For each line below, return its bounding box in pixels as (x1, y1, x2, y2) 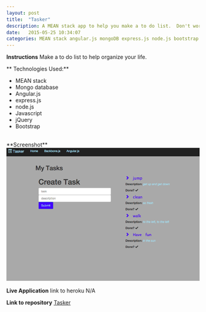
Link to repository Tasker (6, 299, 71, 306)
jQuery (15, 116, 32, 124)
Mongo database (15, 83, 59, 91)
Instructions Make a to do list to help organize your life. (6, 53, 147, 61)
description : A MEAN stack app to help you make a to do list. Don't (6, 23, 191, 29)
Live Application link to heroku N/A (6, 287, 96, 294)
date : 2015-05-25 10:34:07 (6, 29, 81, 36)
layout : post (6, 10, 40, 16)
